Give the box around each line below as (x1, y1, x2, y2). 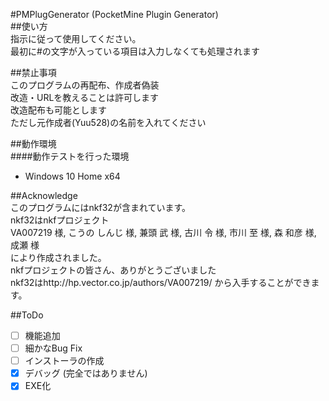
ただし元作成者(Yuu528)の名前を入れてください (10, 117, 207, 128)
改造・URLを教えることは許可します (10, 92, 159, 103)
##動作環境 (10, 138, 57, 149)
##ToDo (10, 309, 44, 321)
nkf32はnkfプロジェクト (10, 214, 110, 226)
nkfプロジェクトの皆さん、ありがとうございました (10, 264, 217, 276)
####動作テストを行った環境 (10, 150, 130, 162)
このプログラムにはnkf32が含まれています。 (10, 202, 192, 213)
